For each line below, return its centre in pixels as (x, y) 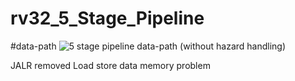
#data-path (33, 46)
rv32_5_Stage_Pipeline (107, 18)
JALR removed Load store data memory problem (110, 65)
